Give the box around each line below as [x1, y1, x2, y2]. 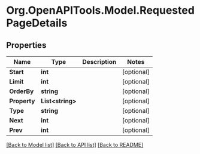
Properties [6, 40, 47, 50]
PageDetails [6, 16, 68, 30]
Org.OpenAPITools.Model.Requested [6, 4, 195, 17]
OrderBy [9, 87, 34, 96]
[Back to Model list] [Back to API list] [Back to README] [6, 141, 144, 148]
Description [82, 58, 117, 66]
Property [9, 97, 35, 105]
